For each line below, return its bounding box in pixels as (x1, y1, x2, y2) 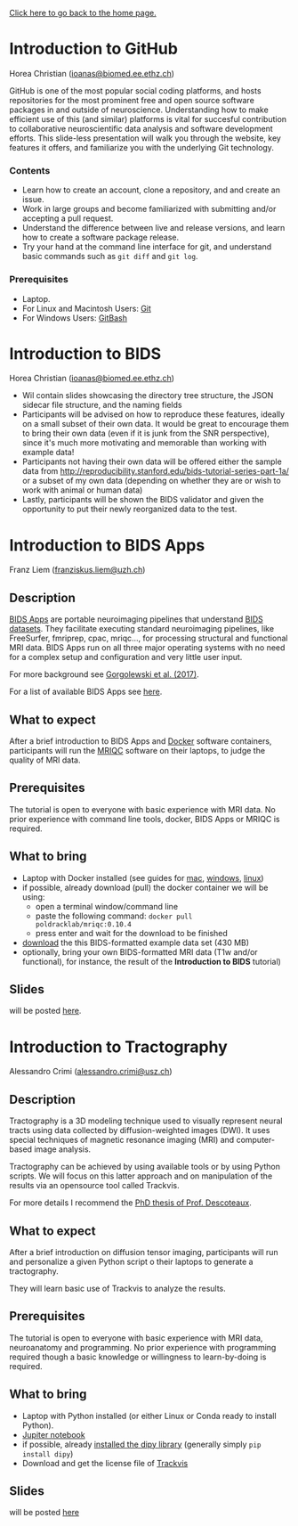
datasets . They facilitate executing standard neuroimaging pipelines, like (9, 624, 274, 634)
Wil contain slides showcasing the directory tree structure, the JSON (21, 390, 274, 401)
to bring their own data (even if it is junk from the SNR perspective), (21, 428, 270, 439)
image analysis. (34, 1144, 92, 1155)
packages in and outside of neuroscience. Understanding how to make (9, 104, 269, 115)
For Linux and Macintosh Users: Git (21, 303, 151, 314)
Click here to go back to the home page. (9, 8, 157, 18)
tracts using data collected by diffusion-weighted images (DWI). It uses (9, 1125, 270, 1136)
